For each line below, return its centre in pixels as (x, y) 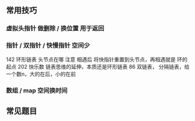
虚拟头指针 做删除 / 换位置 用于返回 (55, 29)
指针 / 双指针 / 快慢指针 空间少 (48, 45)
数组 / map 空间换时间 (37, 90)
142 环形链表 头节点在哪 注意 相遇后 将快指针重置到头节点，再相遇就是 (91, 59)
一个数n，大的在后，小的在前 (41, 74)
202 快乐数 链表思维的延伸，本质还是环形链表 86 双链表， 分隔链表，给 (103, 66)
